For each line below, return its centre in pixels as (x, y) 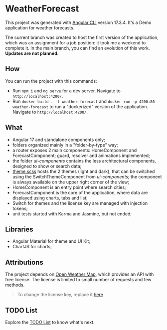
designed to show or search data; (47, 166)
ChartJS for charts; (32, 247)
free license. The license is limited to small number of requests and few (79, 280)
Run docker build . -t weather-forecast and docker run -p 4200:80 (83, 101)
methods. (15, 285)
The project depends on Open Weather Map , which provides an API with (80, 274)
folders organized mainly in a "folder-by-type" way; (65, 145)
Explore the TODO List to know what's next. (50, 322)
